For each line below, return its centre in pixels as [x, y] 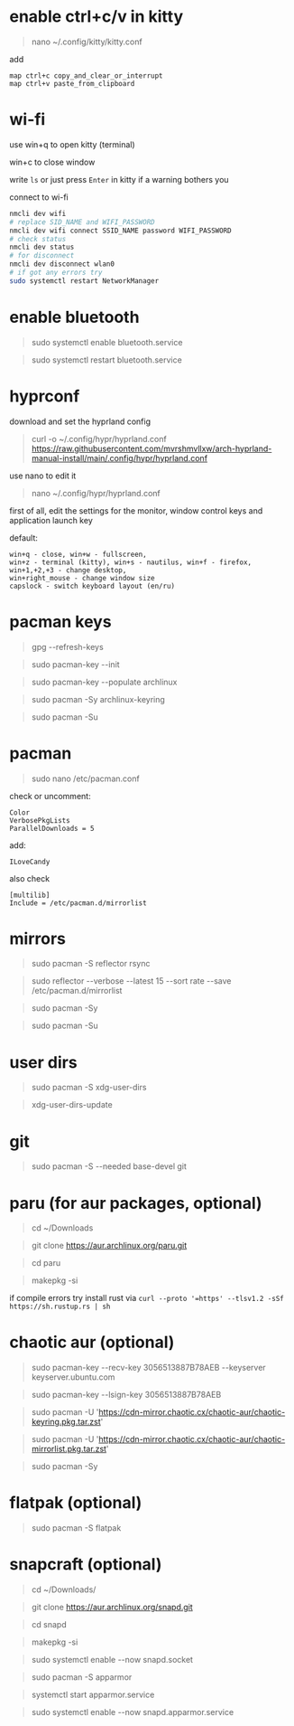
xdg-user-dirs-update [72, 1105]
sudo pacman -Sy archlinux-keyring [98, 699]
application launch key [51, 520]
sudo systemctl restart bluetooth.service [106, 360]
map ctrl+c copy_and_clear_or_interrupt [87, 75]
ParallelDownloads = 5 [52, 828]
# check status [38, 239]
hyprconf [45, 396]
